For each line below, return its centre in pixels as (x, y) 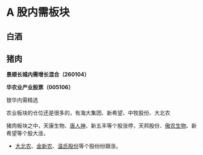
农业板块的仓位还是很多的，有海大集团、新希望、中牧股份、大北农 (88, 113)
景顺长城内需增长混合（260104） (48, 74)
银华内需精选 (22, 100)
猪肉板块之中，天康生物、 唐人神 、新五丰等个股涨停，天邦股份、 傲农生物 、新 (101, 126)
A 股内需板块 (38, 12)
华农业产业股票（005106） (40, 87)
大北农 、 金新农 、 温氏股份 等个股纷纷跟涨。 (68, 146)
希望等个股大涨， (27, 133)
